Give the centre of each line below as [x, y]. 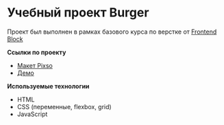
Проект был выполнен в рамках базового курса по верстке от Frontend [112, 32]
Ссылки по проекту [37, 52]
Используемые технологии [48, 86]
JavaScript [32, 114]
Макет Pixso [35, 65]
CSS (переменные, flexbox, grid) [64, 106]
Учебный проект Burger [78, 13]
